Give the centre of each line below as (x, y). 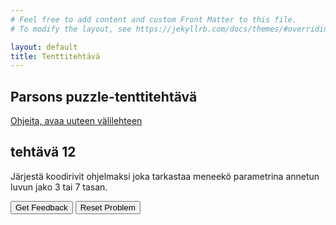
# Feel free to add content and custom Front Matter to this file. (154, 19)
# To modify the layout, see (71, 29)
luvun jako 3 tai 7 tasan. (59, 187)
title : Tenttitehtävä (55, 56)
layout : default (44, 47)
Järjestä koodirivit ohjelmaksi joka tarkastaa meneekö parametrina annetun (165, 176)
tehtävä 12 (43, 152)
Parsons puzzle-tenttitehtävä (104, 96)
